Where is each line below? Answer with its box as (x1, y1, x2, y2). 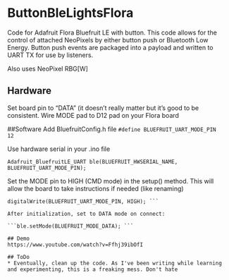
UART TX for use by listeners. (7, 51, 94, 59)
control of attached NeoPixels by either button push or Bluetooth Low (7, 35, 209, 44)
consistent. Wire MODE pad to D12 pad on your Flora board (7, 111, 180, 119)
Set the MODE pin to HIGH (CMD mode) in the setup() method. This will (7, 176, 214, 185)
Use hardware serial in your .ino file (7, 145, 111, 153)
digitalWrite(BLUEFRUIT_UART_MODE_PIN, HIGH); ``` (7, 197, 159, 205)
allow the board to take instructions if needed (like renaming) (7, 184, 185, 193)
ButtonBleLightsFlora (7, 5, 134, 21)
